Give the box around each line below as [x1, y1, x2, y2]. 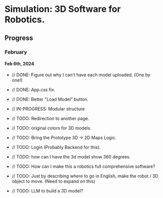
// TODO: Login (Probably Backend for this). [11, 144, 101, 150]
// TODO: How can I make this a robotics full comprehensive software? [11, 163, 156, 169]
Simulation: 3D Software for [4, 3, 121, 15]
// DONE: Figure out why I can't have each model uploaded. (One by [11, 72, 151, 78]
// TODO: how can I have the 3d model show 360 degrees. [11, 153, 131, 159]
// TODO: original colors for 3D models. [11, 125, 92, 131]
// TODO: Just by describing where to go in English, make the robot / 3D [11, 173, 159, 179]
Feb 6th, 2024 [4, 61, 35, 67]
